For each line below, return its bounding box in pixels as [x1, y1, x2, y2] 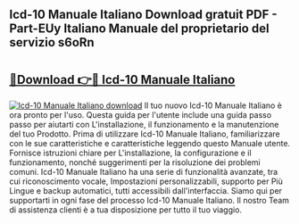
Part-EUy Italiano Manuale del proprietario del [9, 21, 270, 37]
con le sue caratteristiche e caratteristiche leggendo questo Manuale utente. [9, 138, 291, 148]
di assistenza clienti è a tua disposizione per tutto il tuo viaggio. [9, 204, 243, 215]
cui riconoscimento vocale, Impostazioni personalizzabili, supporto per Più [9, 176, 283, 187]
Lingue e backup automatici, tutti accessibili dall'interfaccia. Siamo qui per [9, 186, 283, 195]
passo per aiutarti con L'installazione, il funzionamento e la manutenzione [9, 120, 279, 129]
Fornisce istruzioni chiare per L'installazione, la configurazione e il [9, 147, 252, 158]
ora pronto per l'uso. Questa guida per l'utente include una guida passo [9, 110, 272, 120]
